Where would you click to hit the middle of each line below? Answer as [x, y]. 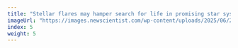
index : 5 [20, 27]
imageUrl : [22, 20]
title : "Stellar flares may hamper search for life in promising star [114, 14]
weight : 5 [22, 34]
